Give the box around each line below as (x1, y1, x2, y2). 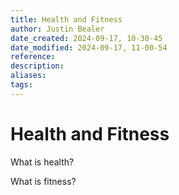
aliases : (10, 71, 47, 81)
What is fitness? (10, 175, 77, 187)
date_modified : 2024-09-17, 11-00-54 (10, 42, 168, 53)
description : (10, 61, 65, 71)
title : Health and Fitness (10, 14, 123, 25)
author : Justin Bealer (10, 24, 105, 34)
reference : (10, 52, 56, 62)
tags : (10, 80, 33, 90)
